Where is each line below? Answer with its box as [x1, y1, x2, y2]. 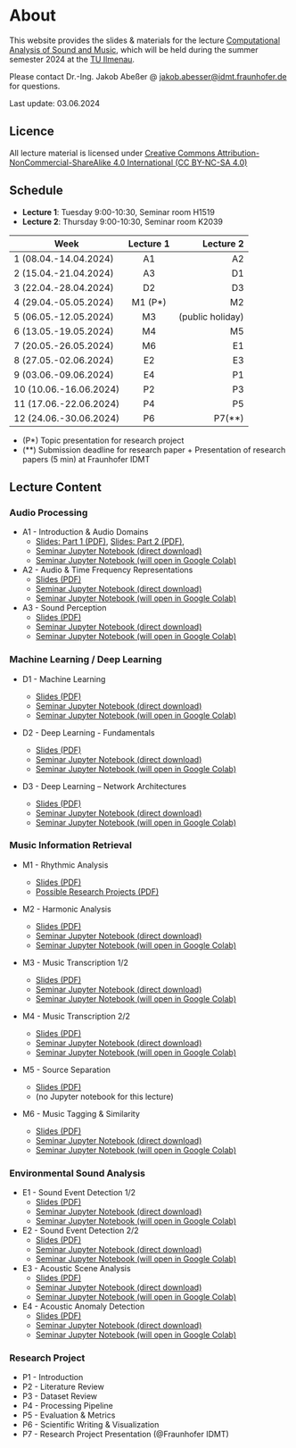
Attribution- [217, 147, 260, 158]
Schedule [9, 183, 64, 198]
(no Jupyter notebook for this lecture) [35, 1091, 174, 1102]
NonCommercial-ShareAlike [9, 157, 111, 168]
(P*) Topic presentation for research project [21, 435, 185, 445]
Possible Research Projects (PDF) [35, 886, 160, 897]
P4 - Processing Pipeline [21, 1401, 113, 1411]
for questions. [9, 80, 61, 91]
